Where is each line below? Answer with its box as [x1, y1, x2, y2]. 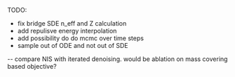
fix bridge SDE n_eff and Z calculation [17, 19, 127, 27]
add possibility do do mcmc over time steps [17, 34, 144, 42]
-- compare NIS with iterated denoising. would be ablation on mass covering [7, 55, 228, 63]
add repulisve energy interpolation [17, 27, 117, 35]
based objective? [7, 62, 58, 70]
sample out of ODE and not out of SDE [17, 42, 128, 49]
